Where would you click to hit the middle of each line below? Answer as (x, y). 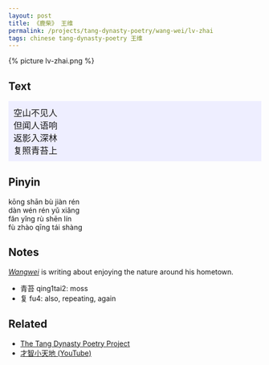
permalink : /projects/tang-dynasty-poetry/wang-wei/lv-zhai (111, 30)
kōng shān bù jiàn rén (44, 201)
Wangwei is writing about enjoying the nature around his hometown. (121, 272)
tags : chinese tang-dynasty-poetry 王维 (75, 38)
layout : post (30, 16)
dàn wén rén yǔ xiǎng (44, 210)
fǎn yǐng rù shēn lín (40, 218)
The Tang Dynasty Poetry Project (75, 343)
